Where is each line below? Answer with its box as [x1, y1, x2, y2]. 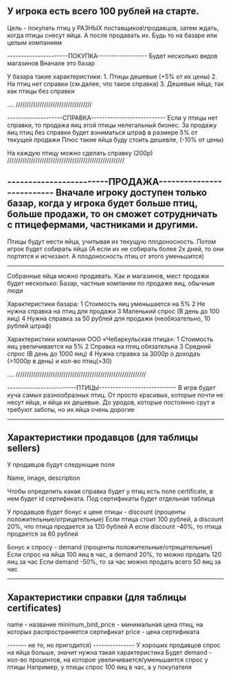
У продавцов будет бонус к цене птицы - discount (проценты [7, 508, 186, 516]
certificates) [7, 602, 62, 614]
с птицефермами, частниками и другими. [7, 219, 198, 231]
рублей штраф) [7, 321, 52, 329]
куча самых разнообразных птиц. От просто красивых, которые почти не [7, 391, 223, 399]
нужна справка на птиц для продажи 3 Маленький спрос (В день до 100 [7, 307, 220, 315]
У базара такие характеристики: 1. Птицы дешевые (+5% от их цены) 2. [7, 72, 218, 80]
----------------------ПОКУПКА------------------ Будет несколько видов [7, 52, 218, 60]
